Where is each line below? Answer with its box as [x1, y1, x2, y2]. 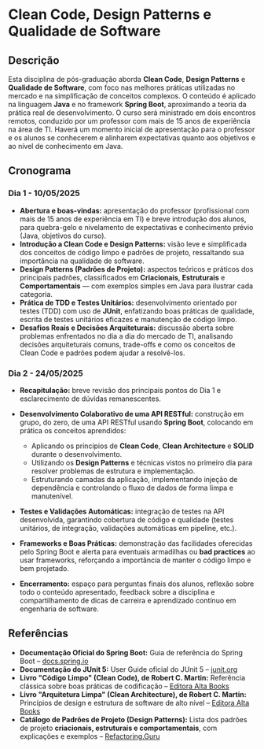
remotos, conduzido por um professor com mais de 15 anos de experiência [8, 117, 251, 125]
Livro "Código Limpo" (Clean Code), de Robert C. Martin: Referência [19, 673, 246, 682]
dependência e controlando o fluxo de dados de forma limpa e [31, 483, 234, 492]
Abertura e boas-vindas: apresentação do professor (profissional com [19, 206, 250, 215]
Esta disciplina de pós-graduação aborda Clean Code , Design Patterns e [8, 75, 246, 83]
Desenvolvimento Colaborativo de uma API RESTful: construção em [19, 409, 244, 418]
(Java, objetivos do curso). [19, 231, 107, 240]
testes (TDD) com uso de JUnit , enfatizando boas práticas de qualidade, [19, 306, 255, 316]
